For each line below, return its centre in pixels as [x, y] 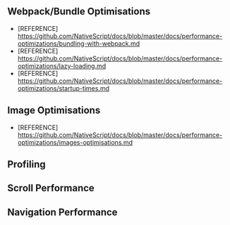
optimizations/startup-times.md [63, 88]
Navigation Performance [62, 212]
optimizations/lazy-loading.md [62, 65]
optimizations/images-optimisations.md [75, 142]
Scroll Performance [51, 188]
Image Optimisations [54, 111]
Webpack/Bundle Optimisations [79, 12]
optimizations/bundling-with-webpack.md [79, 43]
